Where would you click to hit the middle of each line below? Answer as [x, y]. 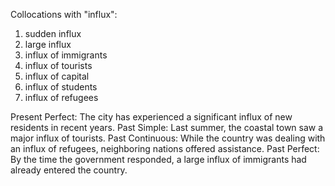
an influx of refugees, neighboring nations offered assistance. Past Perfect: [165, 148]
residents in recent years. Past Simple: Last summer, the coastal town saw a [167, 127]
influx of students [61, 87]
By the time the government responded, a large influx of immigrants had [158, 159]
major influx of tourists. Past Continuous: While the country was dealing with [168, 138]
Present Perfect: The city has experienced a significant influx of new [151, 117]
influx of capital [57, 76]
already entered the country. [69, 170]
